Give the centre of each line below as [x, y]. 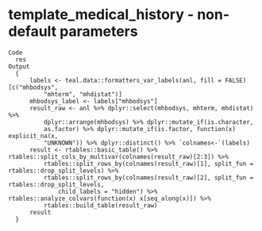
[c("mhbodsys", [33, 87]
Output [19, 66]
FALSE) [236, 80]
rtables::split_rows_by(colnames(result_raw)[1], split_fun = [148, 164]
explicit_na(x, [33, 136]
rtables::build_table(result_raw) [100, 205]
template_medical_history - [101, 15]
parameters [98, 31]
